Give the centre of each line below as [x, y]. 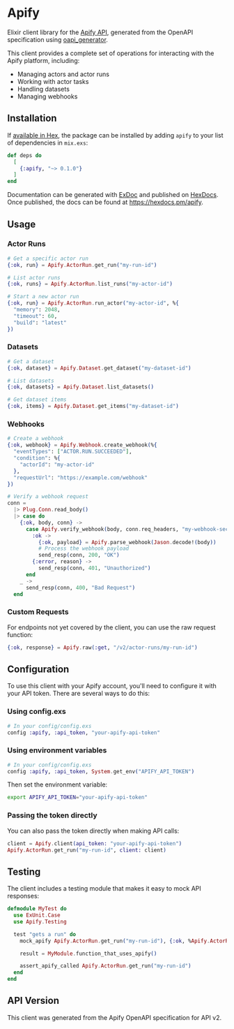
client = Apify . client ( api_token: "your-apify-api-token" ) [95, 843]
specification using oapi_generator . [57, 39]
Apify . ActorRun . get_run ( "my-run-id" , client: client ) [87, 850]
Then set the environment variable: [57, 784]
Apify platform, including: [44, 60]
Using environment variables [57, 750]
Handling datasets [43, 89]
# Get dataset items [37, 400]
